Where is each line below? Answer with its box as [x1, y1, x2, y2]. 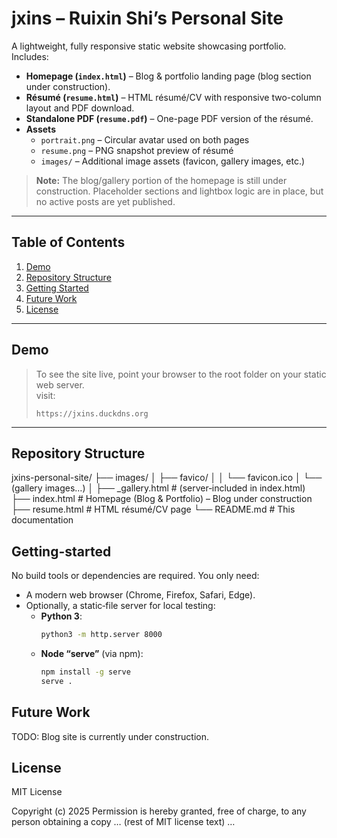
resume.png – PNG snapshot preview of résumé [40, 144, 234, 156]
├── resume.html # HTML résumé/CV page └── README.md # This [11, 503, 296, 516]
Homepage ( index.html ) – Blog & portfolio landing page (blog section [25, 70, 312, 82]
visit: [35, 389, 56, 401]
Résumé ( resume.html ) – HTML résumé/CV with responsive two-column [25, 91, 322, 103]
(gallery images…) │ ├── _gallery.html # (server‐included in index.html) [11, 482, 306, 494]
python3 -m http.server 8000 [40, 630, 163, 640]
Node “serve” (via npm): [40, 648, 144, 660]
